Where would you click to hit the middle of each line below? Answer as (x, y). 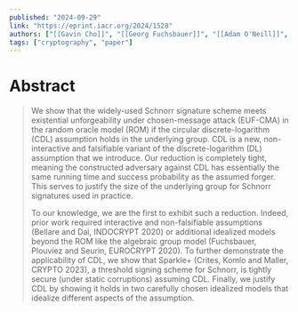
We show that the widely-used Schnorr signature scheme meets (149, 111)
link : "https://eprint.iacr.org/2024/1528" (91, 26)
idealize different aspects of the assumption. (113, 298)
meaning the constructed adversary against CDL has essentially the (155, 168)
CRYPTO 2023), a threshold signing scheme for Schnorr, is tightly (151, 270)
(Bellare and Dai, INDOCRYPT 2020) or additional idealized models (153, 232)
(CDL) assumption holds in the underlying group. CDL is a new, (146, 140)
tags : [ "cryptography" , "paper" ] (71, 42)
